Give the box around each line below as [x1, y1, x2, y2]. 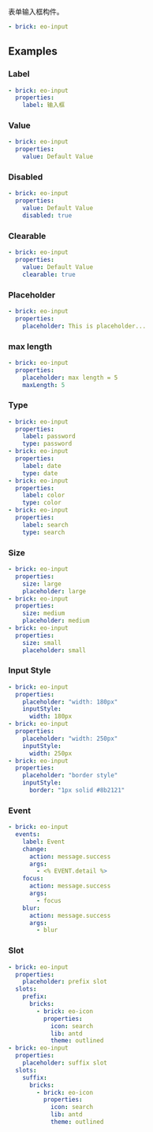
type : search [22, 528, 65, 536]
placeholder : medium [22, 617, 90, 625]
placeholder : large [22, 587, 87, 595]
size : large [22, 580, 62, 588]
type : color [22, 499, 62, 507]
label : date [22, 462, 62, 470]
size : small [22, 639, 62, 647]
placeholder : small [22, 646, 87, 654]
